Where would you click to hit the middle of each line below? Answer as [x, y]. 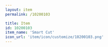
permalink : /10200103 [28, 14]
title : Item [17, 23]
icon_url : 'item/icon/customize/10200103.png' [54, 37]
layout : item [19, 10]
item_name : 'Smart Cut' [30, 33]
